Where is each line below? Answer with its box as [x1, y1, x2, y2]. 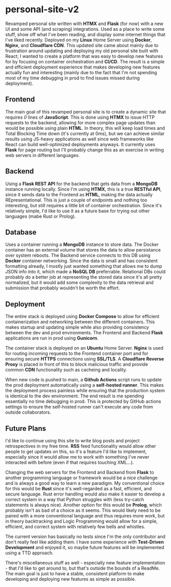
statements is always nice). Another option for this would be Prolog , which [5, 502, 162, 508]
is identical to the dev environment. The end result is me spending [5, 393, 144, 399]
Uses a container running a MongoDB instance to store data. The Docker [5, 241, 159, 247]
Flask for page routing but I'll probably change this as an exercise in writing [5, 147, 164, 153]
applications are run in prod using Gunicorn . [5, 335, 99, 341]
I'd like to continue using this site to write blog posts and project [5, 438, 140, 443]
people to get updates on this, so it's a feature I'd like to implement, [5, 448, 147, 455]
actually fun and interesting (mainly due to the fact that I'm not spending [5, 69, 157, 75]
